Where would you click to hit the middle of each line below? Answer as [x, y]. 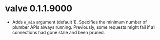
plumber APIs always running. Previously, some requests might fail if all [84, 27]
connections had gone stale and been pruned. [59, 32]
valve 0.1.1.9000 [39, 9]
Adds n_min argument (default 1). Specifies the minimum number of [80, 22]
